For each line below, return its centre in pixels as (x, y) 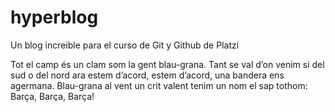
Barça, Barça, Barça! (52, 96)
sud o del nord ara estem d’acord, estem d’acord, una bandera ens (147, 75)
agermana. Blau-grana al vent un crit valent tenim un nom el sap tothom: (159, 85)
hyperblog (54, 17)
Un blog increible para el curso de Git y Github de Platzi (125, 45)
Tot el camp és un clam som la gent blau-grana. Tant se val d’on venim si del (167, 64)
